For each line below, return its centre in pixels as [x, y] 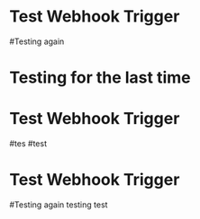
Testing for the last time [100, 78]
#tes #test [28, 144]
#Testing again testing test [59, 205]
